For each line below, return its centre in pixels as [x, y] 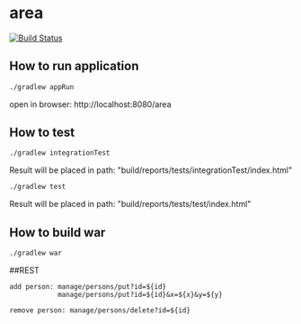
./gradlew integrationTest [60, 153]
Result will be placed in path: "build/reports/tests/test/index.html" [130, 204]
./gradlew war [36, 253]
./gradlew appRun [42, 87]
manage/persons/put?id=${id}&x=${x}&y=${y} [140, 294]
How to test [42, 133]
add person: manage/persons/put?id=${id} [88, 286]
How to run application [74, 66]
